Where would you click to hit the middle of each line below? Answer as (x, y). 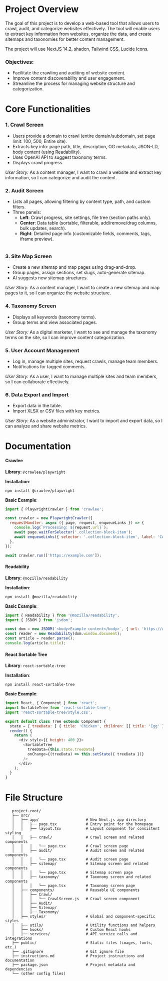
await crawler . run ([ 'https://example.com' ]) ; (53, 555)
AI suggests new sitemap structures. (50, 278)
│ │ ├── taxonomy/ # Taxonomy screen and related (81, 877)
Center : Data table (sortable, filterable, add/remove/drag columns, (88, 223)
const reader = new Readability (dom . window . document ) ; (63, 634)
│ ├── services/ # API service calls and (74, 934)
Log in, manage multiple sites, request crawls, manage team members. (85, 361)
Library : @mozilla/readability (36, 578)
